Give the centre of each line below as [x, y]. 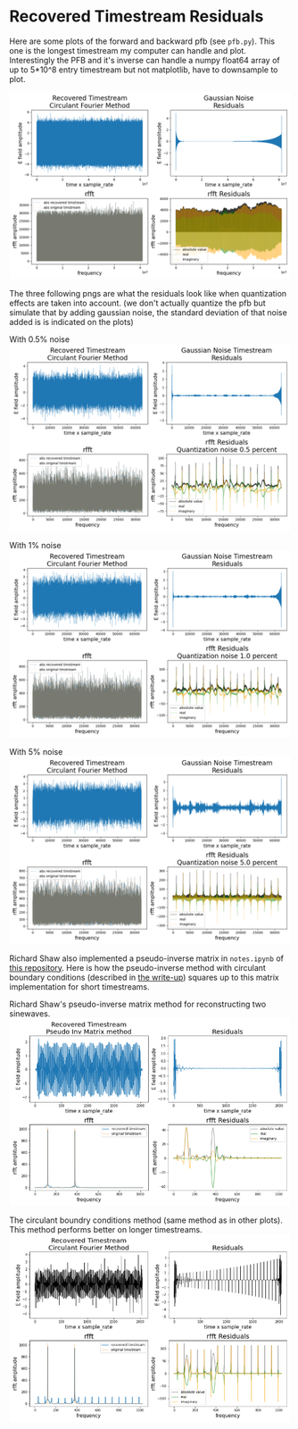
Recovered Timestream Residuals [137, 17]
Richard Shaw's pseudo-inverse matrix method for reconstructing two [138, 1004]
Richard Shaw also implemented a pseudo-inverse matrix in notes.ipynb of [146, 958]
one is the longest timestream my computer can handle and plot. [128, 50]
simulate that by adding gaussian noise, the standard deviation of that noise [148, 312]
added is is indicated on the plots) [71, 322]
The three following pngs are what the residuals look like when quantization [148, 293]
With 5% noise [36, 751]
